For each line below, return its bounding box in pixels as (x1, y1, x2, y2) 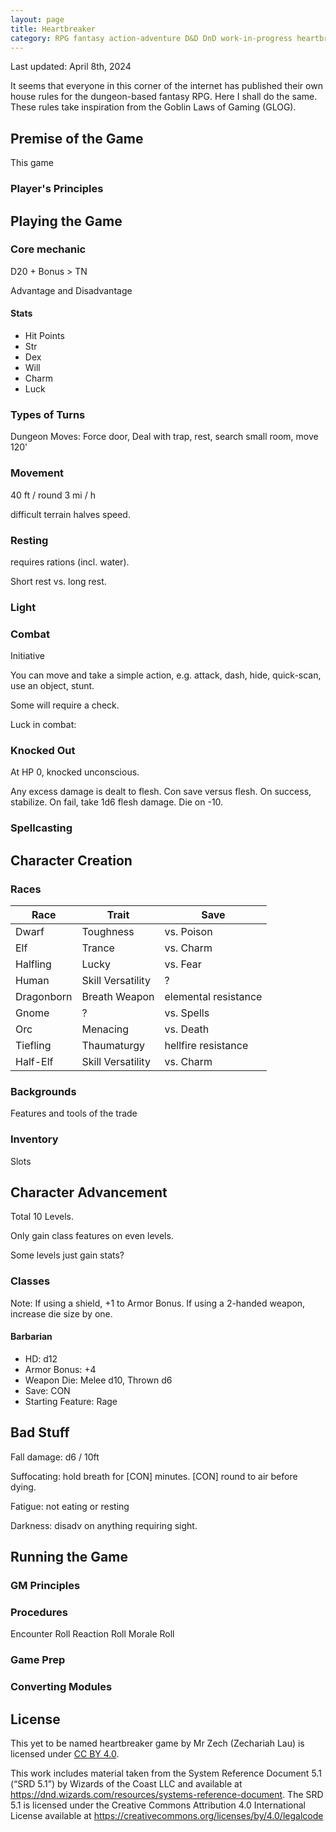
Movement (10, 466, 65, 480)
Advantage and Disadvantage (10, 284, 133, 296)
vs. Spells (164, 1006, 210, 1020)
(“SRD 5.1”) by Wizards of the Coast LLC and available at (10, 1778, 243, 1790)
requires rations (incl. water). (10, 556, 130, 568)
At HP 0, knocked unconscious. (10, 766, 140, 778)
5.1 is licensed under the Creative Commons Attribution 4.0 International (10, 1799, 306, 1811)
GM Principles (10, 1579, 81, 1593)
